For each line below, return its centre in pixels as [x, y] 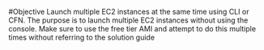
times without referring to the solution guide [82, 37]
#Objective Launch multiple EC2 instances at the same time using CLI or [129, 12]
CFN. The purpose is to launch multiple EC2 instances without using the [128, 20]
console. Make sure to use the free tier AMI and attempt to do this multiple [132, 29]
